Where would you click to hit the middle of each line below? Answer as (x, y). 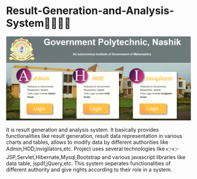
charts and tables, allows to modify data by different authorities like (87, 142)
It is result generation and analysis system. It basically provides (83, 129)
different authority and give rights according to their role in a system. (89, 169)
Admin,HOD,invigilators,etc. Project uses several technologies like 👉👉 (93, 149)
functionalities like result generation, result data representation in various (94, 136)
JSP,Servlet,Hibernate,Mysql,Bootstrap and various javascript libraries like (96, 157)
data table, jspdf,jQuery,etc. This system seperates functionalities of (89, 163)
